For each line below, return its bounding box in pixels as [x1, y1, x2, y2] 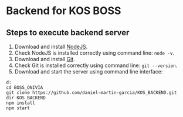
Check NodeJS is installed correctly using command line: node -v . [14, 49, 175, 56]
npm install [6, 100, 35, 106]
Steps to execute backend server [6, 28, 130, 38]
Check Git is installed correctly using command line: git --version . [14, 62, 178, 69]
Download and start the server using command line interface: [14, 68, 163, 75]
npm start [6, 105, 30, 111]
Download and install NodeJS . [14, 43, 88, 50]
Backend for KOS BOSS [6, 4, 121, 18]
